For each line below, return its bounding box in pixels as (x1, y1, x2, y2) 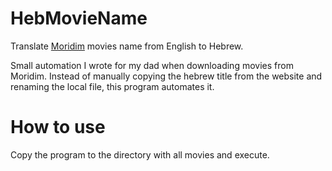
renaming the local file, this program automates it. (10, 80, 215, 92)
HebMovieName (10, 7, 148, 30)
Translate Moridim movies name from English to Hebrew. (10, 40, 244, 52)
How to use (10, 116, 106, 139)
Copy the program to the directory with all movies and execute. (10, 148, 270, 161)
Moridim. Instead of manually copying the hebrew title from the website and (10, 70, 323, 82)
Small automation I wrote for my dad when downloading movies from (10, 59, 294, 71)
